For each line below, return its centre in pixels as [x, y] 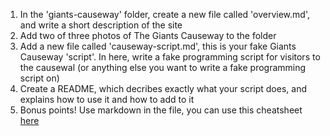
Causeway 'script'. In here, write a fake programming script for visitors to [170, 57]
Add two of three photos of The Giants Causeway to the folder [148, 35]
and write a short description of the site [101, 25]
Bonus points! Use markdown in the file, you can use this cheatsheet [161, 110]
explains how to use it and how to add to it [107, 99]
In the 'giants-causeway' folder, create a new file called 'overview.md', [164, 14]
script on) [39, 78]
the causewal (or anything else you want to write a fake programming [163, 67]
